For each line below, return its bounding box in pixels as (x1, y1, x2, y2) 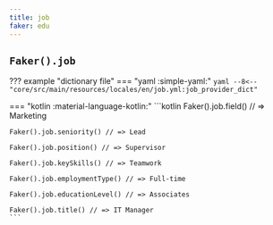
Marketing (9, 111, 47, 121)
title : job (9, 12, 50, 22)
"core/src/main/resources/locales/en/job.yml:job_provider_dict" (9, 86, 258, 95)
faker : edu (9, 21, 50, 30)
